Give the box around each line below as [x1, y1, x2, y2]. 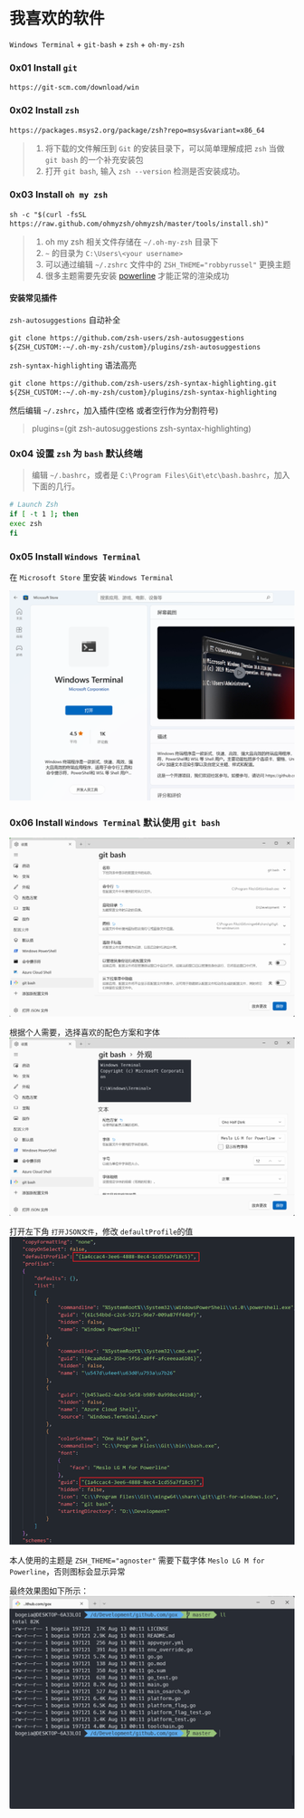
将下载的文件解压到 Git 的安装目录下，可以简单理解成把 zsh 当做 [44, 142, 285, 154]
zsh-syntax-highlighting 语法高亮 [9, 359, 138, 371]
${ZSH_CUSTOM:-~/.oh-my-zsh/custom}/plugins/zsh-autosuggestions [9, 343, 261, 352]
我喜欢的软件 [9, 8, 106, 29]
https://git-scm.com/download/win [9, 83, 140, 92]
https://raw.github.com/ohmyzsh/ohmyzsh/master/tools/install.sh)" [9, 219, 270, 228]
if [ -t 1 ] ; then [9, 510, 79, 519]
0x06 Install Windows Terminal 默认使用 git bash [9, 816, 221, 828]
